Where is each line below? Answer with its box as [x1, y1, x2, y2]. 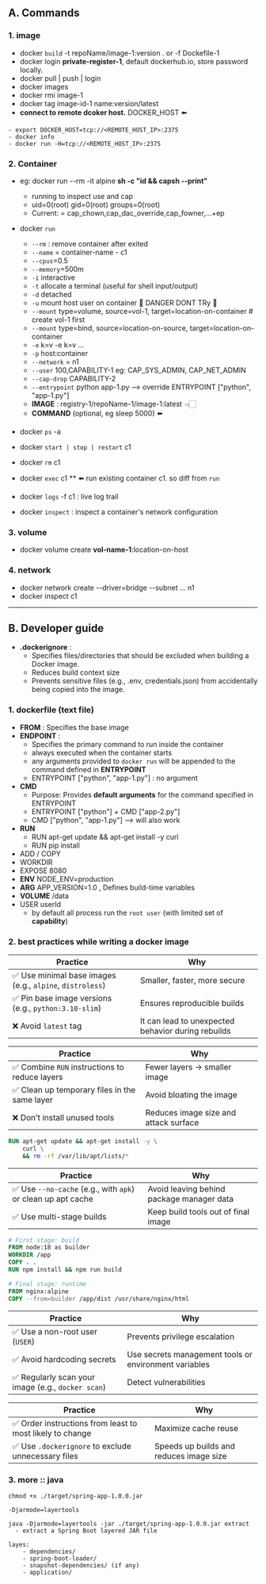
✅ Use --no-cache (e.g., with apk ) [12, 1183, 135, 1194]
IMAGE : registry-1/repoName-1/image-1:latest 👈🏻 [31, 399, 196, 408]
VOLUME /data [19, 891, 70, 901]
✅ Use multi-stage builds [12, 1211, 107, 1222]
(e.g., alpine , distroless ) [12, 979, 106, 990]
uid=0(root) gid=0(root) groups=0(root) [31, 200, 161, 209]
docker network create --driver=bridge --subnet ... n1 [19, 583, 195, 592]
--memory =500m [31, 264, 85, 274]
